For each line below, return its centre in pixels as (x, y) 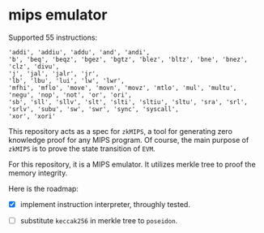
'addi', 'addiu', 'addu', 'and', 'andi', (79, 52)
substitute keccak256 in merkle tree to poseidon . (99, 220)
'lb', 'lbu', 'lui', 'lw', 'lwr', (67, 80)
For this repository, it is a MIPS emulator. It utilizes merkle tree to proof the (132, 164)
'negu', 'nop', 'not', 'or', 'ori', (70, 95)
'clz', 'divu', (34, 67)
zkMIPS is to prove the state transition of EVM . (82, 149)
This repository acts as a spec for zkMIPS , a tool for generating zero (121, 131)
